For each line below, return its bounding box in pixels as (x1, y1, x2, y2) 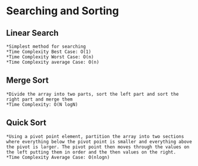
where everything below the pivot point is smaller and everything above (6, 139, 193, 145)
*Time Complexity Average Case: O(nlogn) (6, 154, 110, 160)
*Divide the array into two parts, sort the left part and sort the (6, 91, 179, 97)
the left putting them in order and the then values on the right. (6, 149, 177, 155)
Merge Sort (6, 76, 49, 86)
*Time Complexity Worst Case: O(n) (6, 54, 94, 60)
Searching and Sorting (6, 4, 119, 18)
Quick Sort (6, 118, 46, 128)
